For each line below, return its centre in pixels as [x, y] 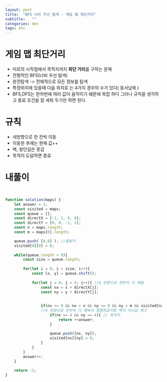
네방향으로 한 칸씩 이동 [34, 137]
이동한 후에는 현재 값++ [35, 143]
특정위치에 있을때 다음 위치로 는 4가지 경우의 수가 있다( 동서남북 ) [76, 88]
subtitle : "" [21, 19]
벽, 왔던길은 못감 [28, 149]
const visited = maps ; [38, 209]
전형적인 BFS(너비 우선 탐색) [40, 76]
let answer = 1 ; [31, 204]
